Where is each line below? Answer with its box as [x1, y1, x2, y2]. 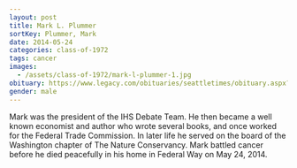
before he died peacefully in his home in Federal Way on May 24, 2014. [9, 149, 268, 159]
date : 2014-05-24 [9, 37, 73, 47]
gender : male [9, 87, 57, 95]
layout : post [9, 12, 57, 22]
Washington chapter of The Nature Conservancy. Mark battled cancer [9, 139, 263, 150]
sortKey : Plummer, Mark [9, 29, 97, 38]
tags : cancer [9, 54, 57, 63]
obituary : [9, 79, 46, 88]
